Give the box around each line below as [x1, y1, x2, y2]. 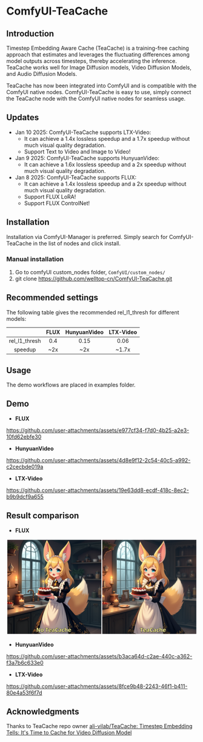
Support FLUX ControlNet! [24, 199, 90, 207]
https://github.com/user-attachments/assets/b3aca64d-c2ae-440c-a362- [6, 652, 193, 659]
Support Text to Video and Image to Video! [24, 147, 131, 155]
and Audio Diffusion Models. [6, 70, 78, 77]
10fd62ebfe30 [6, 433, 42, 440]
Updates [6, 112, 39, 123]
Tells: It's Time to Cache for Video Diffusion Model [6, 729, 132, 737]
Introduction [6, 29, 55, 39]
